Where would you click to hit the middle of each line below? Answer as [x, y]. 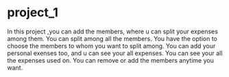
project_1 [33, 13]
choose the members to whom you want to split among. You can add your [111, 46]
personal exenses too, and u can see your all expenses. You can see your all [115, 53]
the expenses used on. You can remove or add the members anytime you [110, 60]
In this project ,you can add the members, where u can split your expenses [112, 31]
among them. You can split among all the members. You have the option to [112, 38]
